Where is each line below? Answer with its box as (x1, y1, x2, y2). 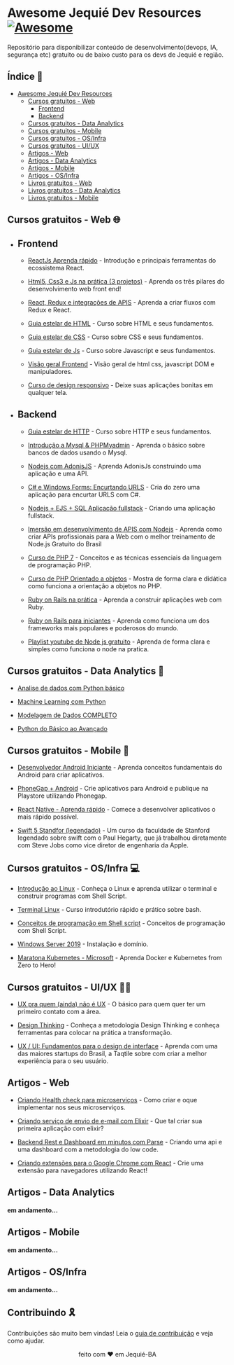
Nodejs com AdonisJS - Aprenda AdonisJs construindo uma (27, 462, 201, 470)
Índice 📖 (7, 71, 43, 83)
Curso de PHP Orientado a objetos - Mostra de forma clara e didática (27, 574, 227, 583)
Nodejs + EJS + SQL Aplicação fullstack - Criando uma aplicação (27, 504, 216, 512)
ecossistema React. (27, 263, 85, 272)
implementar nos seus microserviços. (17, 1103, 126, 1111)
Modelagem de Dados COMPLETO (17, 711, 117, 719)
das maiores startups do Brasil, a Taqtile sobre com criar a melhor (17, 1049, 207, 1058)
